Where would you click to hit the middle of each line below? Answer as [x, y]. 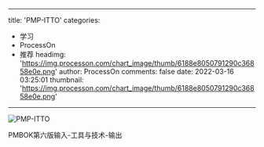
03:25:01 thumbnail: [51, 80]
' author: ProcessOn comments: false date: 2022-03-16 [144, 72]
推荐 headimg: [43, 54]
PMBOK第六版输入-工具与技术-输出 [65, 135]
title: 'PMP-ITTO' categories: [54, 20]
